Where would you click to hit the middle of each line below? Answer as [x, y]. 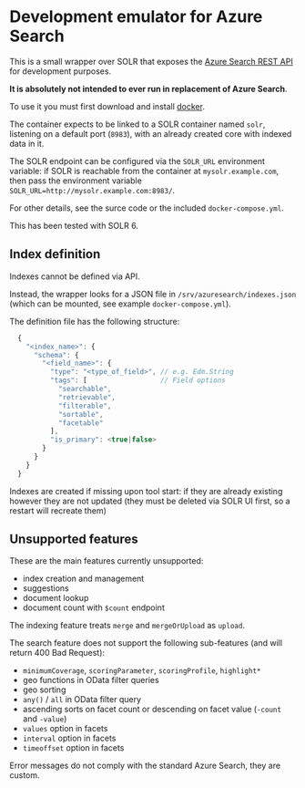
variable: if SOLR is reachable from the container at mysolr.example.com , [144, 171]
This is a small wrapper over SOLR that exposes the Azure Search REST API [151, 61]
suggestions [46, 588]
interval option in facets [69, 738]
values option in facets [65, 729]
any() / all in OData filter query [82, 700]
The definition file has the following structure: [95, 321]
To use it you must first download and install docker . [107, 106]
